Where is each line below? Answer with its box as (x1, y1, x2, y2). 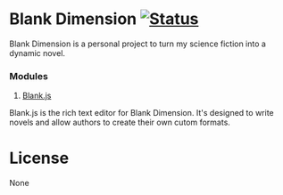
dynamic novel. (9, 47, 65, 58)
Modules (9, 69, 49, 82)
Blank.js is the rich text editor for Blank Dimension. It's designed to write (9, 108, 274, 118)
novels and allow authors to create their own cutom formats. (9, 117, 230, 128)
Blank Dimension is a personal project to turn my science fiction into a (9, 38, 266, 49)
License (9, 148, 70, 168)
